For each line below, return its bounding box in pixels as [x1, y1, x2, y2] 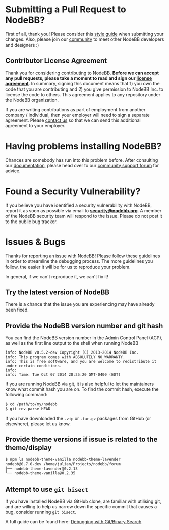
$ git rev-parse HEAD [5, 406, 51, 412]
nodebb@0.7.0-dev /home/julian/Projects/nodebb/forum [5, 461, 121, 466]
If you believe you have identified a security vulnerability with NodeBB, [5, 202, 152, 208]
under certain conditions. [5, 363, 62, 369]
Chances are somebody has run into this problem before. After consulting [5, 157, 158, 163]
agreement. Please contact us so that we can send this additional [5, 117, 141, 123]
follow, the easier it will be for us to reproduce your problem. [5, 263, 131, 270]
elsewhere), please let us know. [5, 421, 71, 427]
